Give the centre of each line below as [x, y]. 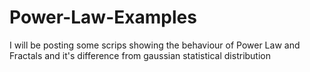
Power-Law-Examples [103, 17]
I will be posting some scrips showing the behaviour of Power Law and [155, 45]
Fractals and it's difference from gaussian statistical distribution [140, 55]
